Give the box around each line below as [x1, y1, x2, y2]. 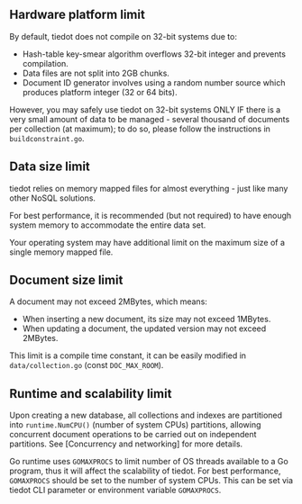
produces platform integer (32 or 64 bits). [22, 86, 178, 97]
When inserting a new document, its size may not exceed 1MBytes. [22, 314, 271, 325]
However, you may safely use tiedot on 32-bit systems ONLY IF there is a [9, 103, 281, 115]
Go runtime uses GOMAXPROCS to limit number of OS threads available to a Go [9, 456, 288, 467]
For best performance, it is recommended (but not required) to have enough [9, 210, 292, 220]
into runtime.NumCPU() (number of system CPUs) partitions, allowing [9, 419, 261, 430]
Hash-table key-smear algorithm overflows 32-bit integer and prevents [22, 49, 287, 59]
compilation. [22, 58, 69, 68]
